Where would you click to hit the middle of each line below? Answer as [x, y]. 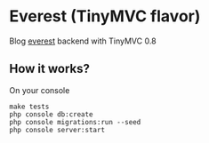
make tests [29, 107]
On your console [40, 90]
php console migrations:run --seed [75, 122]
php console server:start [57, 130]
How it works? [50, 69]
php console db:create [51, 114]
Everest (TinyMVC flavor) [105, 16]
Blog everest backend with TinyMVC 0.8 [83, 41]
